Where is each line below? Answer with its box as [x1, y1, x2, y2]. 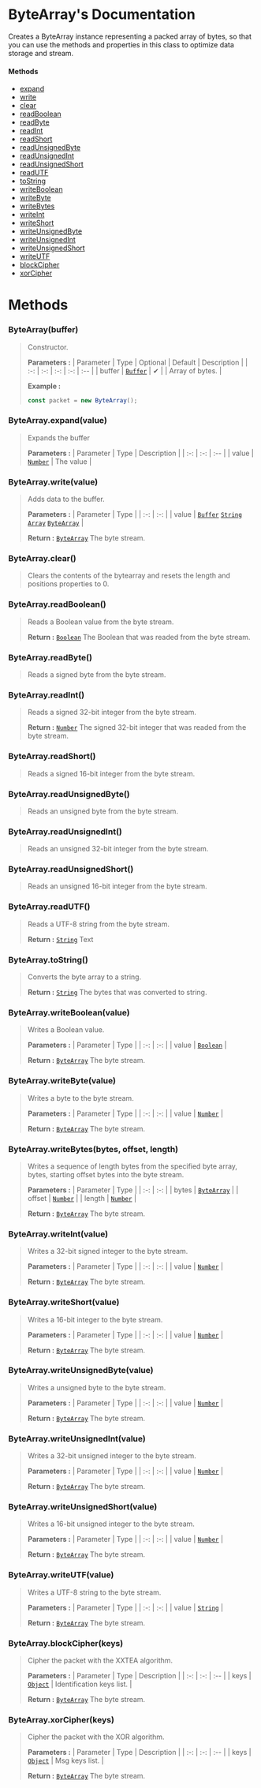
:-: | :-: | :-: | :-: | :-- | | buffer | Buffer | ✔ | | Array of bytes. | [27, 365, 222, 376]
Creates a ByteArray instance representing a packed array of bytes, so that [8, 32, 252, 41]
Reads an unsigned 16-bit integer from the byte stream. [27, 881, 207, 891]
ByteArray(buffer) [8, 324, 79, 335]
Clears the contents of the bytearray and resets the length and [27, 570, 231, 581]
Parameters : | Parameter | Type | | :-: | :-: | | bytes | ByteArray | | [27, 1185, 239, 1195]
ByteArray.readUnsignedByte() [8, 788, 130, 799]
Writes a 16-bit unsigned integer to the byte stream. [27, 1519, 196, 1528]
